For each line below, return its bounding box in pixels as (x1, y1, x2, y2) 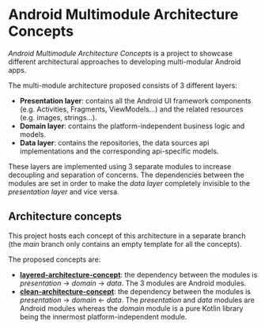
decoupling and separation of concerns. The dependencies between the (8, 170, 244, 180)
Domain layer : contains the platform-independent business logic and (19, 121, 245, 130)
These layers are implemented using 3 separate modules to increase (8, 161, 232, 171)
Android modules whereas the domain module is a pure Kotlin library (19, 303, 244, 313)
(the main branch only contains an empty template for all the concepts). (8, 239, 243, 248)
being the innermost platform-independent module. (19, 312, 187, 321)
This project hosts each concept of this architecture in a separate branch (8, 231, 246, 240)
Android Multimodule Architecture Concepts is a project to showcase (8, 48, 233, 58)
